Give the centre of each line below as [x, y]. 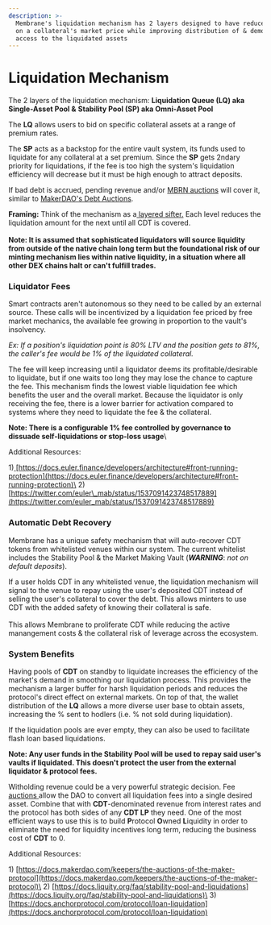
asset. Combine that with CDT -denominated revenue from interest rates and [135, 804]
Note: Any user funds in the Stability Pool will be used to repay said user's [135, 754]
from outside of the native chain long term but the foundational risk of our [134, 249]
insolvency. [27, 330]
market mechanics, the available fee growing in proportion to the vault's [128, 321]
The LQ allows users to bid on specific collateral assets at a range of [122, 125]
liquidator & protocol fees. [53, 771]
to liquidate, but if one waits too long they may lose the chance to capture [131, 378]
